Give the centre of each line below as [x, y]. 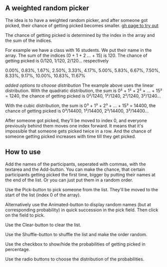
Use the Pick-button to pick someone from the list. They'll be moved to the [82, 189]
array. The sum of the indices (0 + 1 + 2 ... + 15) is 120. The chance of [76, 55]
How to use [23, 152]
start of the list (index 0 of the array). [43, 195]
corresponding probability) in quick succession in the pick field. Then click [82, 210]
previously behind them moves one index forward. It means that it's [74, 126]
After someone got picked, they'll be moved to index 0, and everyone [76, 120]
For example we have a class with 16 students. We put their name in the [79, 50]
